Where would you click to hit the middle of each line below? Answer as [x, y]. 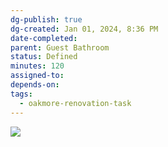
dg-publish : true [46, 19]
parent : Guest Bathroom [60, 47]
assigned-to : [37, 76]
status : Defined [44, 57]
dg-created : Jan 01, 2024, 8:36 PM [84, 29]
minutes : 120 [37, 66]
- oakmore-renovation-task [75, 103]
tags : [21, 94]
